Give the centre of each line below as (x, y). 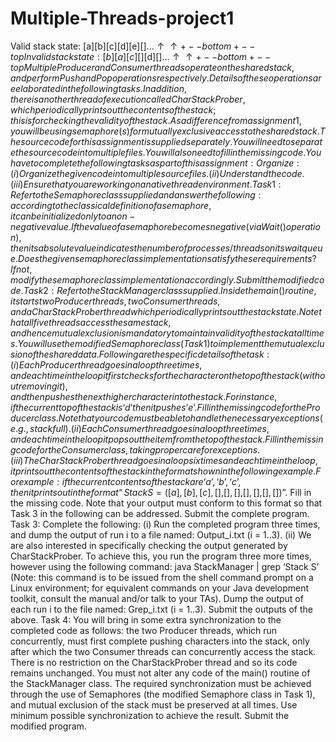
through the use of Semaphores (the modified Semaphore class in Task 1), (163, 694)
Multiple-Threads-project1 (122, 18)
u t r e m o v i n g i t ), (39, 386)
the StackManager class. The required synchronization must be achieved (161, 683)
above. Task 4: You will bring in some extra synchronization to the (146, 619)
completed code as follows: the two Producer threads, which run (144, 630)
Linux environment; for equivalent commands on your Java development (159, 588)
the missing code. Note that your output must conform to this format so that (166, 503)
